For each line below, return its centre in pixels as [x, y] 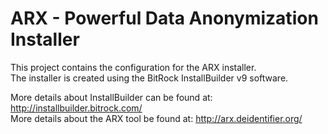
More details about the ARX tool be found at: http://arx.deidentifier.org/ [156, 118]
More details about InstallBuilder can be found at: [111, 97]
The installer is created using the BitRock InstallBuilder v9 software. [149, 78]
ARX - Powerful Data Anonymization [164, 18]
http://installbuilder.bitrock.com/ [76, 108]
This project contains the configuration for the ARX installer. [133, 67]
